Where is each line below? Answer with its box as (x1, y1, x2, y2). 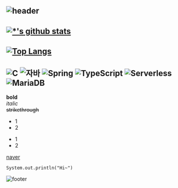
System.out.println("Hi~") (6, 165, 73, 171)
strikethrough (6, 106, 39, 113)
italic (6, 99, 18, 107)
